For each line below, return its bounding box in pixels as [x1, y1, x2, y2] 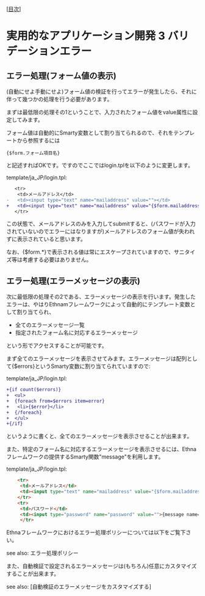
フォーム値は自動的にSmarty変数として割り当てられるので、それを [6, 129, 174, 136]
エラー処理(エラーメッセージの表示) [6, 276, 140, 286]
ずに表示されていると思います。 [6, 235, 87, 243]
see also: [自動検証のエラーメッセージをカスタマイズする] [6, 583, 151, 590]
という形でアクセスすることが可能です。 [6, 342, 107, 350]
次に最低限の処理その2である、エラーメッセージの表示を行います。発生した [6, 293, 196, 301]
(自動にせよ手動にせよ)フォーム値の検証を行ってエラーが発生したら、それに [6, 88, 197, 95]
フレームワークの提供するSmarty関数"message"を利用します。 [6, 453, 164, 460]
